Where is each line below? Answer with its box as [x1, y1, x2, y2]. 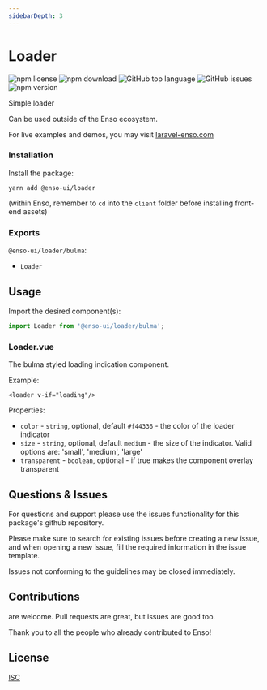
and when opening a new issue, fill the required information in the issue [8, 541, 247, 552]
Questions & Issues [8, 488, 108, 502]
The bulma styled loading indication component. [8, 360, 170, 369]
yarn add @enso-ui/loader [8, 183, 95, 192]
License [8, 651, 49, 665]
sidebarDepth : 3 [8, 11, 63, 20]
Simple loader [8, 98, 55, 108]
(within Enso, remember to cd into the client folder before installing [8, 198, 234, 208]
